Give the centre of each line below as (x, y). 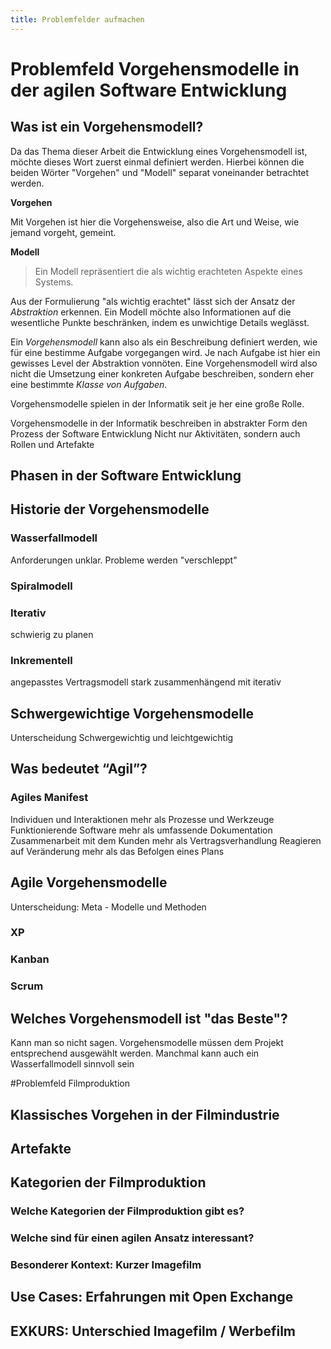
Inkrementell (41, 660)
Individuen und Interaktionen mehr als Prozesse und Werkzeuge (142, 819)
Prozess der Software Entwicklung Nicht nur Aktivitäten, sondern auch (155, 433)
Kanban (30, 959)
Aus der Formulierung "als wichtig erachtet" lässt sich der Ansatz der (153, 301)
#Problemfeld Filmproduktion (70, 1083)
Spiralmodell (41, 586)
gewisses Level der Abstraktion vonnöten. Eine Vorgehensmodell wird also (164, 363)
